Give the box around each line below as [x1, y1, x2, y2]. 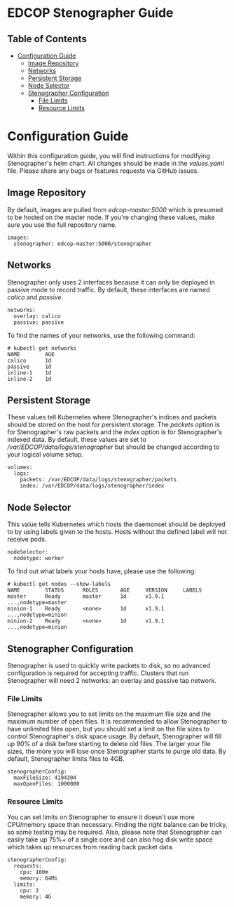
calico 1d [7, 357, 52, 364]
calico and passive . [7, 293, 64, 301]
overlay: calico [13, 313, 61, 320]
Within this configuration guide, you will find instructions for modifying [7, 151, 210, 159]
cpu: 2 [20, 887, 39, 894]
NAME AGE [7, 351, 55, 358]
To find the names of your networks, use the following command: [7, 331, 195, 339]
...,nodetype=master [7, 599, 68, 606]
